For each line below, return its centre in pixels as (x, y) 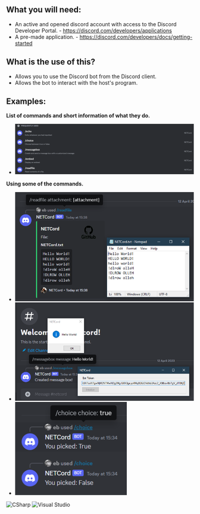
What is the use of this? (51, 62)
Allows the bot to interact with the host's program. (76, 82)
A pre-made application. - (46, 37)
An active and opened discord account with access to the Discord (96, 24)
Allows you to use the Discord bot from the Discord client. (85, 76)
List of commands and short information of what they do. (78, 116)
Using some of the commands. (45, 184)
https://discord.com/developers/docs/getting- (136, 37)
